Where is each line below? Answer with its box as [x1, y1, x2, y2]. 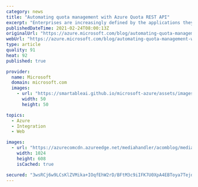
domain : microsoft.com [11, 80, 67, 86]
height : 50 [21, 101, 49, 107]
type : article [6, 42, 41, 48]
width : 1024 [16, 150, 46, 156]
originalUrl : [6, 31, 38, 37]
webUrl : [6, 36, 25, 42]
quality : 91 [6, 47, 35, 53]
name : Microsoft [11, 74, 51, 80]
